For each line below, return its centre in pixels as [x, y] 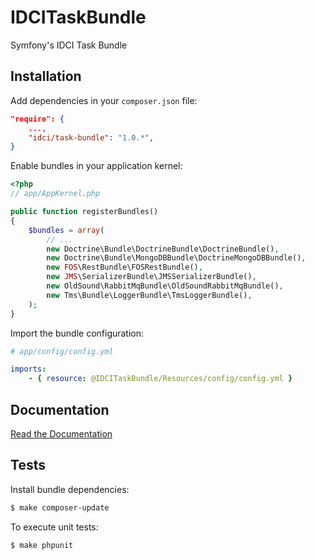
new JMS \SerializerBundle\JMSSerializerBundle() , [151, 277]
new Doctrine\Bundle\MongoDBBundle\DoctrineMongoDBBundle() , [176, 258]
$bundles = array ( [66, 230]
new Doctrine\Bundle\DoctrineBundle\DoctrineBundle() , [163, 249]
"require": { [37, 119]
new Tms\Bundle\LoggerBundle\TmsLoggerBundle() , [149, 295]
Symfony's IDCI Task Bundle [69, 45]
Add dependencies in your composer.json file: [104, 100]
